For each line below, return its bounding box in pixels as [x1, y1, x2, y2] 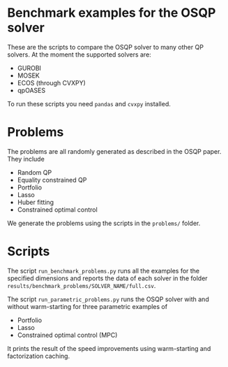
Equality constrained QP [17, 175, 87, 184]
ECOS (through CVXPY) [17, 78, 86, 87]
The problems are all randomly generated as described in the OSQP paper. [7, 147, 222, 155]
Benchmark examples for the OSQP [7, 5, 216, 21]
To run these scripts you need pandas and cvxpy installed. [7, 99, 171, 108]
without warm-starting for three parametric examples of [7, 302, 168, 310]
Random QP [17, 168, 52, 176]
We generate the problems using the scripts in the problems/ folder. [7, 219, 201, 227]
